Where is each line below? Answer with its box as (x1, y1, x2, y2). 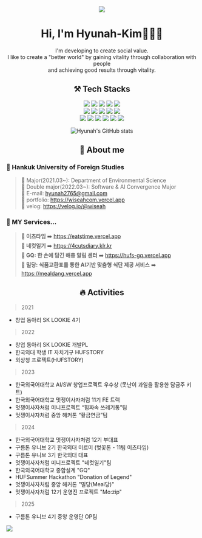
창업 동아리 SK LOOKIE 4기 (15, 316, 81, 323)
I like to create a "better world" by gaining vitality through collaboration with (7, 53, 197, 60)
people (93, 60, 111, 67)
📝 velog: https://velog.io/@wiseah (21, 203, 106, 210)
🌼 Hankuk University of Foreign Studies (6, 163, 124, 172)
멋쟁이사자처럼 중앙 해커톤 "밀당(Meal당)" (15, 480, 115, 487)
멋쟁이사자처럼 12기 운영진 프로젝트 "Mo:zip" (15, 488, 123, 495)
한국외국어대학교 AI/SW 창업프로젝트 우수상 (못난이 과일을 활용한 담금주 (15, 380, 186, 388)
